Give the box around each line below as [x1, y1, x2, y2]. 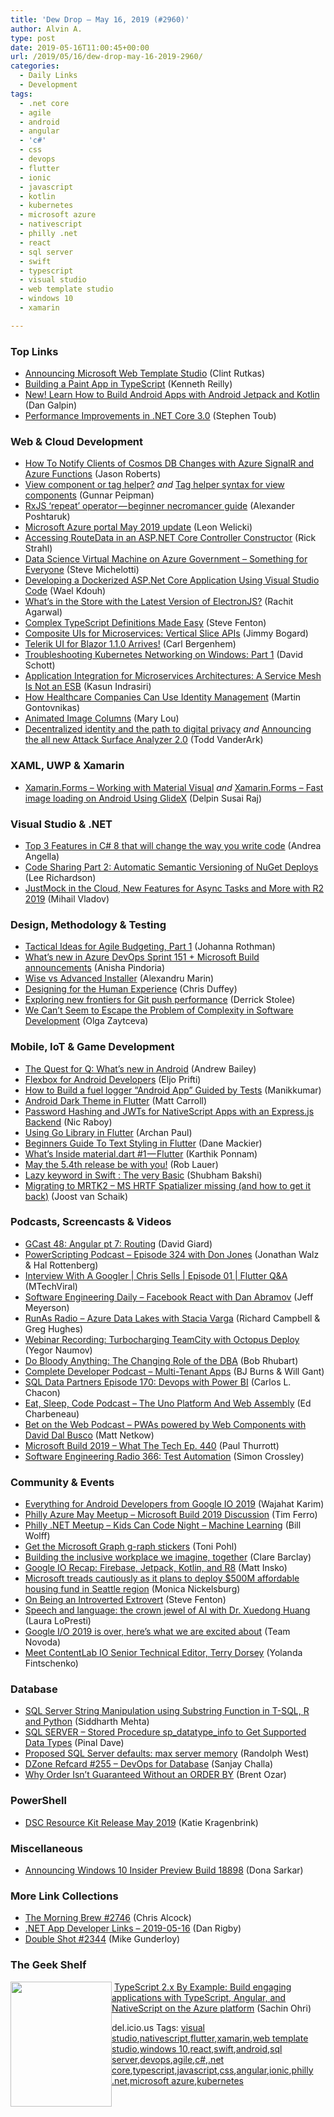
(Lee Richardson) [24, 871, 97, 883]
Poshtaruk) [24, 511, 71, 523]
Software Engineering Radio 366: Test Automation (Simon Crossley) [24, 1450, 305, 1462]
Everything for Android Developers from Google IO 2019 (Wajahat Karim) [24, 1498, 325, 1510]
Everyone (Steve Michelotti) [24, 564, 140, 576]
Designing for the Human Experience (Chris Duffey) [24, 983, 238, 995]
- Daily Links [19, 71, 78, 81]
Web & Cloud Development [10, 434, 144, 448]
